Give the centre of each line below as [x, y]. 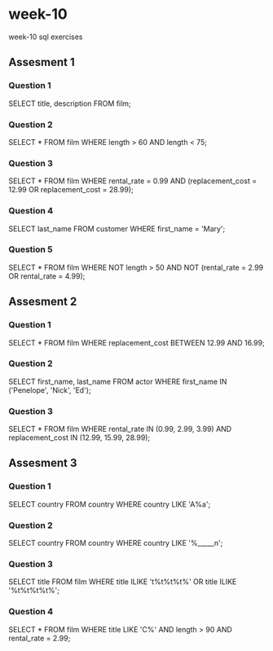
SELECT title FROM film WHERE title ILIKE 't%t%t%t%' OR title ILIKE [123, 582]
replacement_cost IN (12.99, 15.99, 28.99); [79, 438]
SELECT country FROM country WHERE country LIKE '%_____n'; [116, 543]
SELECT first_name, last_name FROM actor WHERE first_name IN [118, 381]
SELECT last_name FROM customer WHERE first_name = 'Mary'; [117, 228]
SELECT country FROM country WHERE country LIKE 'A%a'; [110, 504]
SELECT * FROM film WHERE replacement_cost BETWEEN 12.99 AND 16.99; [136, 342]
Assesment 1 [42, 62]
